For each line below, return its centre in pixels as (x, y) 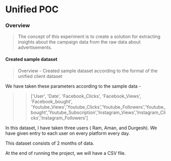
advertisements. (35, 48)
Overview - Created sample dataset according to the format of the (88, 71)
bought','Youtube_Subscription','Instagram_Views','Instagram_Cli (98, 112)
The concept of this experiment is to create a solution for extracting (89, 36)
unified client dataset (40, 76)
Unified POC (32, 9)
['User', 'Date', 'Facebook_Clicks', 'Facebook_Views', (86, 96)
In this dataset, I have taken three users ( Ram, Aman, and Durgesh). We (81, 128)
